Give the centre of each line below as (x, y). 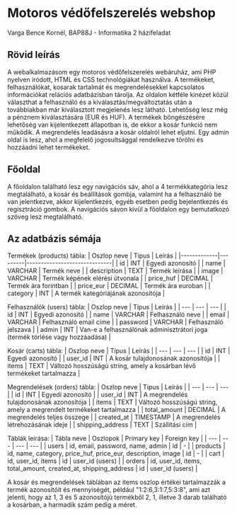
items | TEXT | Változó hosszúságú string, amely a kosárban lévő (102, 366)
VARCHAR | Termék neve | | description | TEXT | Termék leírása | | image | (115, 271)
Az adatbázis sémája (54, 239)
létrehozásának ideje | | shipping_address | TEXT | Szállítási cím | (102, 425)
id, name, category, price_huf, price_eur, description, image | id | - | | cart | (116, 454)
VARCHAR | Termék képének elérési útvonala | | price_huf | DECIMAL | (110, 278)
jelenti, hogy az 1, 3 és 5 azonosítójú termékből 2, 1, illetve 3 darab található (117, 498)
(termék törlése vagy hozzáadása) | (59, 337)
